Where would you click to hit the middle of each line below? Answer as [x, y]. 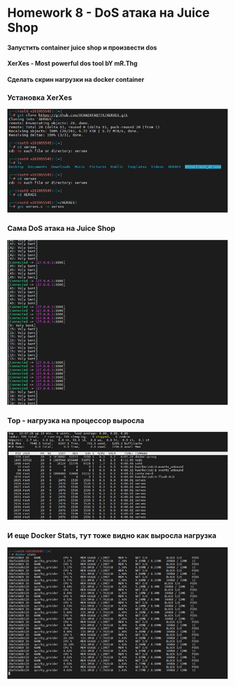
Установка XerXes [40, 97]
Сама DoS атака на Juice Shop [61, 229]
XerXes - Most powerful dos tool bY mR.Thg [72, 64]
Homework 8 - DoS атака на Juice [108, 13]
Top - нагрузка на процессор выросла [76, 420]
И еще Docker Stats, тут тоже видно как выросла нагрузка [112, 536]
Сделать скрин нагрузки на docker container [76, 79]
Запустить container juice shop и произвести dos [82, 48]
